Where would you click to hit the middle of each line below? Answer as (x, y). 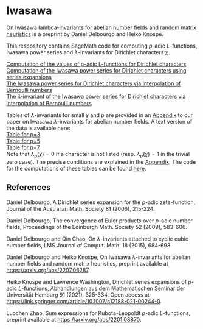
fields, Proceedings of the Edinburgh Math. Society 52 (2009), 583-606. (97, 227)
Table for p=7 (23, 147)
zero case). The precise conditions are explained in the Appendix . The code (101, 161)
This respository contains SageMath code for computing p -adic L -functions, (102, 46)
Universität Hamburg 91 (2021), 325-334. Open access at (78, 295)
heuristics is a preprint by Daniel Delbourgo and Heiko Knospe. (85, 34)
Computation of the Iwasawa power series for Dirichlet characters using (96, 70)
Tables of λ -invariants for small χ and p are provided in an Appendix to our (100, 115)
